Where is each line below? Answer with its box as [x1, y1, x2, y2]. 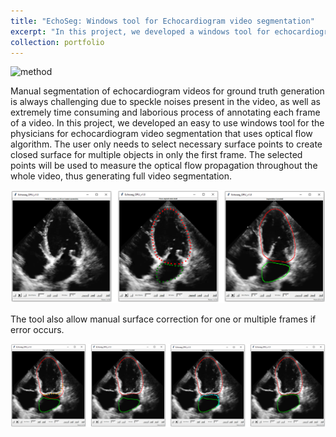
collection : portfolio [10, 37, 105, 47]
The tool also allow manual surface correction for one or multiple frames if [10, 313, 317, 325]
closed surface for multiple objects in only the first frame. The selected [10, 149, 303, 161]
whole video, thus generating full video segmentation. [10, 170, 233, 182]
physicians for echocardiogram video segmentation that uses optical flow [10, 128, 313, 140]
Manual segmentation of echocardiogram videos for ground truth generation [10, 85, 325, 97]
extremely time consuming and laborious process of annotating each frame [10, 106, 321, 119]
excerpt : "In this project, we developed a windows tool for [10, 26, 271, 37]
